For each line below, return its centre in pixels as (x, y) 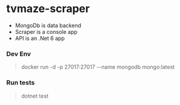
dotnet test (35, 96)
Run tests (21, 83)
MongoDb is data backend (48, 25)
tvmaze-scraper (48, 9)
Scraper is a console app (46, 31)
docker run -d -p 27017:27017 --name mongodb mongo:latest (98, 67)
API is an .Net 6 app (40, 38)
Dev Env (19, 54)
